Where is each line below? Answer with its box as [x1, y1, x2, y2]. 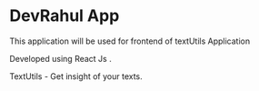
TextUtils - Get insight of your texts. [9, 70, 143, 82]
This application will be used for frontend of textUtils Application [9, 35, 251, 46]
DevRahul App [9, 5, 120, 26]
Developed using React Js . [9, 53, 112, 64]
